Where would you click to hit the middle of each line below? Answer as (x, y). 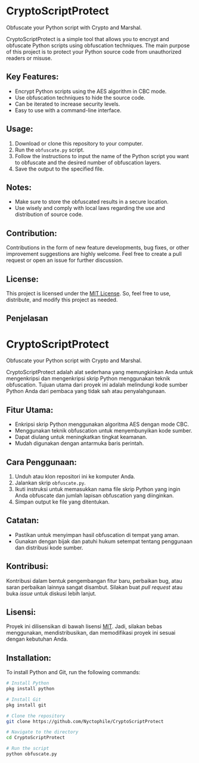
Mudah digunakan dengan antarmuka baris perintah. (79, 443)
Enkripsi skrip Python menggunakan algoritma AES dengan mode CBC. (102, 424)
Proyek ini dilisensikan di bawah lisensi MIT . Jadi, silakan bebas (84, 626)
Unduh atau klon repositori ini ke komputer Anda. (75, 476)
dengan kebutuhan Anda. (37, 639)
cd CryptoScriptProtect (36, 738)
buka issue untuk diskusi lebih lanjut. (51, 593)
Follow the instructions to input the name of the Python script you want (102, 156)
